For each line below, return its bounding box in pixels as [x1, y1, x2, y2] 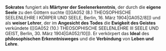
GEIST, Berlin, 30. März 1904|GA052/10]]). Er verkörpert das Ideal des [5, 31, 150, 36]
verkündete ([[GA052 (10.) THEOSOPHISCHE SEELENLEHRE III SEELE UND [5, 25, 159, 31]
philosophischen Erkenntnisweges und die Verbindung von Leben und [5, 36, 154, 42]
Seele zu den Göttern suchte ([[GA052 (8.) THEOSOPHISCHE [5, 9, 131, 15]
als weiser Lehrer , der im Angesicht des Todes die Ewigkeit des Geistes [5, 20, 156, 26]
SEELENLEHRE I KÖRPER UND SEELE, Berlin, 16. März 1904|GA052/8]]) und [5, 15, 161, 20]
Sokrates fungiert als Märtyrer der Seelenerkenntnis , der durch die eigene [5, 4, 161, 10]
